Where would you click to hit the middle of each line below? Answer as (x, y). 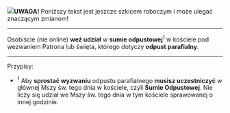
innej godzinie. (38, 102)
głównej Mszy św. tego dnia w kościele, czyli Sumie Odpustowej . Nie (115, 88)
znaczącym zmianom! (38, 18)
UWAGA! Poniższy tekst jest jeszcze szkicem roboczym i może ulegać (114, 11)
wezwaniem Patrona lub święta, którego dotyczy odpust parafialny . (103, 46)
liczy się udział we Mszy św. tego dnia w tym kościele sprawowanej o (115, 95)
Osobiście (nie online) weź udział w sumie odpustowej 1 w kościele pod (108, 39)
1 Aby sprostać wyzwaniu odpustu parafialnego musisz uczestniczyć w (119, 80)
